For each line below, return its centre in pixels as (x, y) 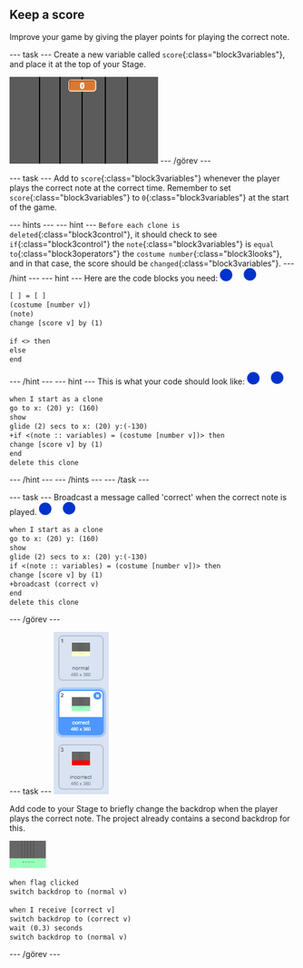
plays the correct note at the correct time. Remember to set (120, 188)
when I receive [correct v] (63, 910)
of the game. (33, 207)
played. (23, 511)
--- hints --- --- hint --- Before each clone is (95, 224)
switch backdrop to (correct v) (70, 919)
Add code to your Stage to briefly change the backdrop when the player (144, 808)
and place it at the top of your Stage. (78, 64)
